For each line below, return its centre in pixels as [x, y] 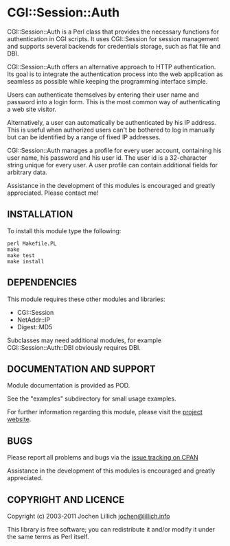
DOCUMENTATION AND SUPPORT [81, 369]
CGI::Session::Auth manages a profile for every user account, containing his [114, 150]
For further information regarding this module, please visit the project [105, 412]
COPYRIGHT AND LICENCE [66, 500]
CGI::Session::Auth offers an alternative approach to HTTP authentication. [112, 67]
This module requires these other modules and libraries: [87, 299]
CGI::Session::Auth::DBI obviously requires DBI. [74, 347]
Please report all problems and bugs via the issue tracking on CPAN [103, 458]
